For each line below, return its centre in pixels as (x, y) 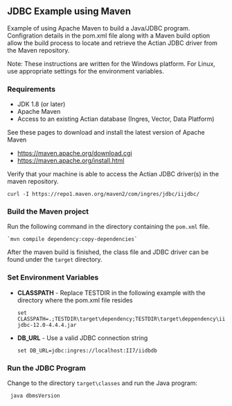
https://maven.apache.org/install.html (71, 161)
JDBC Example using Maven (69, 11)
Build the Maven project (48, 212)
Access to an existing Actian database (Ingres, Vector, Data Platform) (116, 119)
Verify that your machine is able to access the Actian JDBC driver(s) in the (113, 174)
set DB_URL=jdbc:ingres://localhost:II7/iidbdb (87, 350)
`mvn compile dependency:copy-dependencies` (72, 239)
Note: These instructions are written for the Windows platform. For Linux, (111, 64)
